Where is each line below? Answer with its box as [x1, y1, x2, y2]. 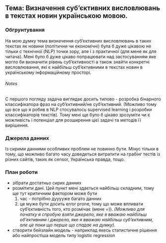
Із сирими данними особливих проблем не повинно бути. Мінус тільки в [5, 146, 159, 152]
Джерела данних [5, 135, 50, 142]
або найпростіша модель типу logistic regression [12, 233, 115, 239]
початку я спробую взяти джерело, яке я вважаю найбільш [19, 211, 147, 217]
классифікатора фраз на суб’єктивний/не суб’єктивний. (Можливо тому [5, 101, 157, 107]
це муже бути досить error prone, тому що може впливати [19, 201, 144, 207]
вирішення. [5, 122, 29, 128]
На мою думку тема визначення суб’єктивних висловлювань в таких [5, 38, 152, 44]
